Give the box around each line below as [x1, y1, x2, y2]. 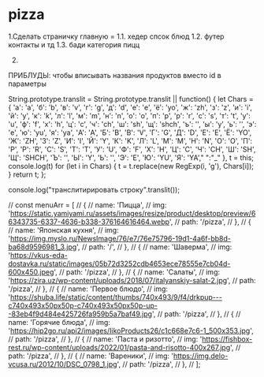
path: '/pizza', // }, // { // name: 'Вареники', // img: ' [8, 351, 174, 360]
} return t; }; [8, 170, 46, 179]
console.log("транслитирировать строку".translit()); [8, 185, 180, 194]
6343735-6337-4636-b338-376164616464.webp [8, 217, 169, 226]
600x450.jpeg [8, 267, 54, 277]
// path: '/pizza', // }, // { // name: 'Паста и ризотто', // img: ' [8, 334, 203, 344]
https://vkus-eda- [10, 250, 69, 259]
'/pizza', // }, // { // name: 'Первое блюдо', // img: [8, 284, 168, 293]
